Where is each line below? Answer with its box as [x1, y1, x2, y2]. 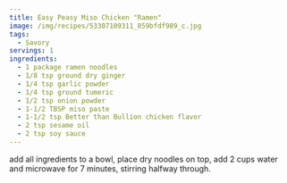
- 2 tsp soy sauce [17, 129, 87, 138]
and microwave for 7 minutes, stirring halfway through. [9, 162, 212, 174]
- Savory [17, 37, 50, 47]
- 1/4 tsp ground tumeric [17, 87, 114, 96]
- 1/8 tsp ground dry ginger [17, 71, 126, 80]
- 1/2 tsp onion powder [17, 96, 106, 105]
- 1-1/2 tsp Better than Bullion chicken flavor [17, 112, 202, 121]
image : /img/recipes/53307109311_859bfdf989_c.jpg [9, 21, 202, 30]
